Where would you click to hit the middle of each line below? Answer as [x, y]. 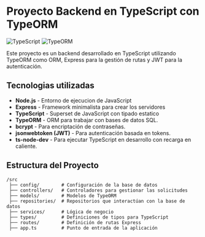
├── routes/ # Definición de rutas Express [75, 222]
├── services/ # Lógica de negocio [61, 212]
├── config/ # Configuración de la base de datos [83, 185]
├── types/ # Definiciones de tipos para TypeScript [89, 217]
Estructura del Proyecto [53, 165]
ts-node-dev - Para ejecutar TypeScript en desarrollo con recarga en [103, 139]
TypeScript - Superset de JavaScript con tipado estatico [87, 113]
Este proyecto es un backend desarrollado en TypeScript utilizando [91, 53]
